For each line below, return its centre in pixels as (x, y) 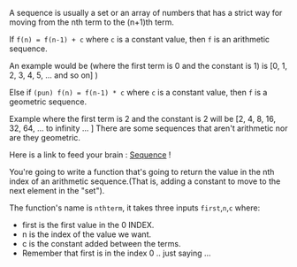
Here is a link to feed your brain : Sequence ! (90, 155)
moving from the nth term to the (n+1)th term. (91, 22)
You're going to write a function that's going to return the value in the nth (142, 172)
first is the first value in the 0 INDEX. (88, 225)
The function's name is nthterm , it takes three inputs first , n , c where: (135, 208)
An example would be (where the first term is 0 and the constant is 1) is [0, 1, (148, 66)
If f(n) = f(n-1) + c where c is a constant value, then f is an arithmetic (140, 39)
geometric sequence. (48, 102)
